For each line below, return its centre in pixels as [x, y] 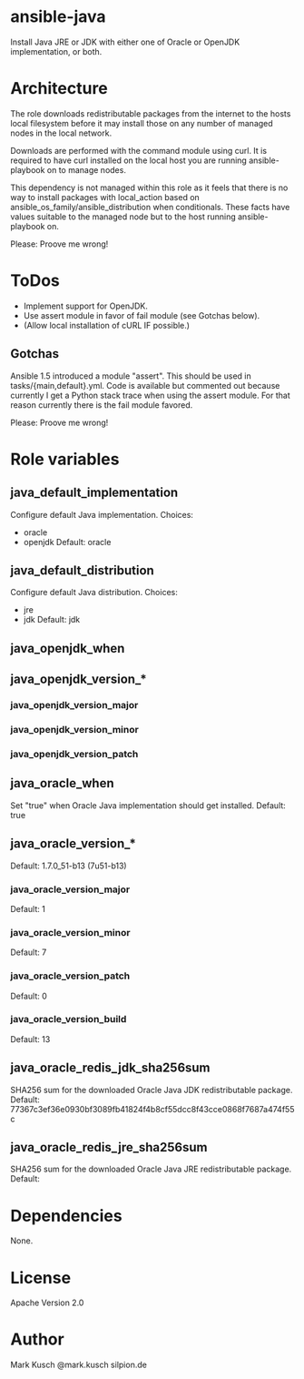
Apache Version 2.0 [47, 1303]
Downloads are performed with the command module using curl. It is [138, 150]
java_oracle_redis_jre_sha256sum [109, 1147]
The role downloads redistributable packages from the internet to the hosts [151, 113]
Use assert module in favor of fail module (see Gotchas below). [142, 315]
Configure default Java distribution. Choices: [94, 593]
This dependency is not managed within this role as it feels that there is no [149, 188]
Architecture [59, 89]
